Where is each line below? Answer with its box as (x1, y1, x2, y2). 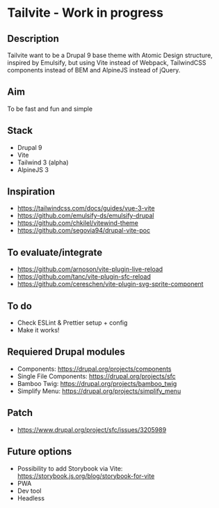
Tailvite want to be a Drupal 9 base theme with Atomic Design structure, (7, 51, 213, 59)
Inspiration (7, 186, 56, 198)
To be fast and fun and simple (7, 105, 92, 113)
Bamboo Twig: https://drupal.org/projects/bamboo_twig (17, 379, 177, 387)
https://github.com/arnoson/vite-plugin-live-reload (17, 265, 163, 273)
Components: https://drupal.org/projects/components (17, 364, 172, 373)
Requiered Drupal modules (7, 346, 125, 358)
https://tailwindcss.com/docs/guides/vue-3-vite (17, 204, 155, 213)
